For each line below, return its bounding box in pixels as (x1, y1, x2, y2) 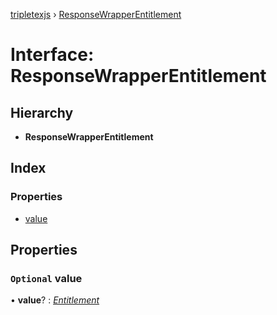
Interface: (10, 44, 95, 66)
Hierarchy (10, 104, 74, 121)
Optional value (10, 272, 83, 285)
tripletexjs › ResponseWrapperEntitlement (10, 9, 182, 20)
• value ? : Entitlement (10, 294, 100, 306)
